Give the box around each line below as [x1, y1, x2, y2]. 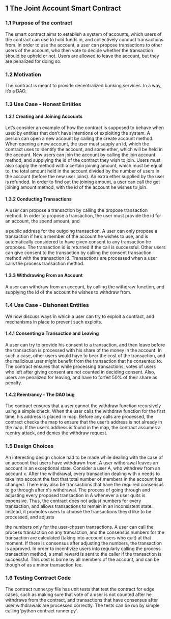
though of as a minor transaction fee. [5, 561, 83, 568]
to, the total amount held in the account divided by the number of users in [5, 168, 160, 174]
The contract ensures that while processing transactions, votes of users [5, 363, 156, 369]
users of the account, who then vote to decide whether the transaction [5, 47, 154, 53]
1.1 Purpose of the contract [5, 19, 73, 27]
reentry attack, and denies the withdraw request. [5, 430, 108, 436]
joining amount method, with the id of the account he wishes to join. [5, 184, 148, 190]
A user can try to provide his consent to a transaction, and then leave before [5, 342, 165, 348]
